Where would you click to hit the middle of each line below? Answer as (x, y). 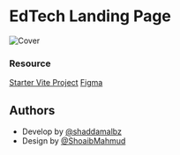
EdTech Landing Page (90, 16)
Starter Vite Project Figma (56, 83)
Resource (30, 63)
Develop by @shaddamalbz (71, 132)
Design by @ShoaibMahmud (74, 141)
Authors (32, 111)
